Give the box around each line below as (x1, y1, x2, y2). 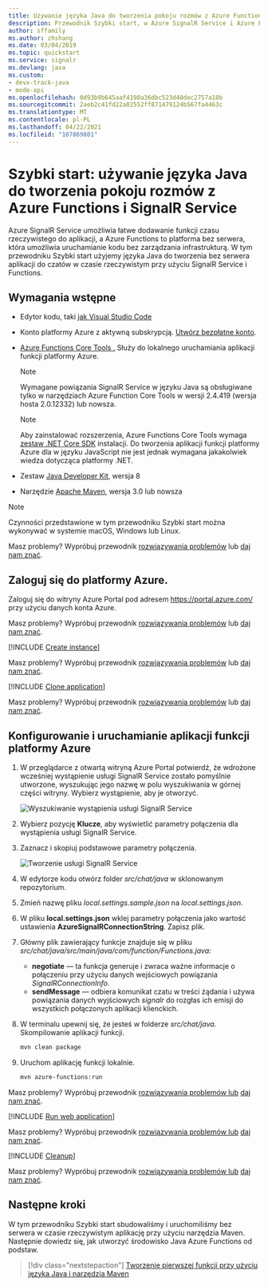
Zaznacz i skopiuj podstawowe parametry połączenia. (19, 843, 197, 852)
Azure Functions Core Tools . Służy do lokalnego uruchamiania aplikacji (19, 343, 255, 352)
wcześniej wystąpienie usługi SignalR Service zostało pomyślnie (19, 772, 231, 780)
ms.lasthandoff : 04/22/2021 (8, 123, 102, 131)
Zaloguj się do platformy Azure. (8, 573, 169, 587)
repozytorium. (19, 883, 66, 891)
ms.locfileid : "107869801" (8, 130, 98, 138)
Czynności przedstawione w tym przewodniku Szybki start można (8, 518, 226, 527)
